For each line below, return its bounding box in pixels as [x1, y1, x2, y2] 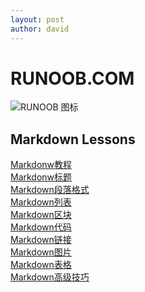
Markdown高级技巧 [10, 271, 90, 283]
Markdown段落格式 [10, 184, 90, 196]
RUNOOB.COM [10, 67, 135, 90]
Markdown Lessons [10, 131, 136, 148]
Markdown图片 [10, 246, 72, 258]
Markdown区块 [10, 209, 72, 221]
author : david [10, 24, 70, 34]
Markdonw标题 [10, 171, 73, 183]
